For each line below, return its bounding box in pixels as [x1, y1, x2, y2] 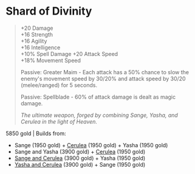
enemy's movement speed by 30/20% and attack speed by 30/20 [20, 75, 186, 82]
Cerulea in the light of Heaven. [20, 117, 98, 125]
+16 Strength [20, 30, 53, 38]
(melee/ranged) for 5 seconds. [20, 81, 98, 89]
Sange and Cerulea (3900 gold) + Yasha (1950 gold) [14, 154, 146, 162]
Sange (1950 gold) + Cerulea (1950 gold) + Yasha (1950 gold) [14, 141, 168, 148]
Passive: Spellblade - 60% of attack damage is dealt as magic [20, 93, 176, 100]
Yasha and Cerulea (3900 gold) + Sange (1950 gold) [14, 161, 146, 168]
